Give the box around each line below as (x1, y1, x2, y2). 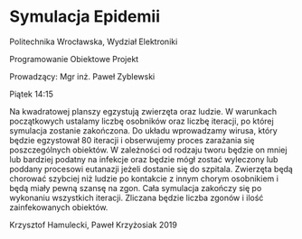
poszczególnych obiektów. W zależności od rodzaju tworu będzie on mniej (9, 144, 288, 155)
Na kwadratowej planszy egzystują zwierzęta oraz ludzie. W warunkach (9, 106, 278, 116)
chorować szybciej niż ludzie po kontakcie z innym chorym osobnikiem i (9, 173, 278, 184)
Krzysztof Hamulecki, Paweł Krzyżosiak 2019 (9, 219, 178, 230)
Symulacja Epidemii (9, 6, 161, 27)
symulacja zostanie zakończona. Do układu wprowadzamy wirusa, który (9, 124, 278, 136)
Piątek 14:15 (9, 88, 54, 99)
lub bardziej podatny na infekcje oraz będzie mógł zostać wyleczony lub (9, 153, 278, 164)
